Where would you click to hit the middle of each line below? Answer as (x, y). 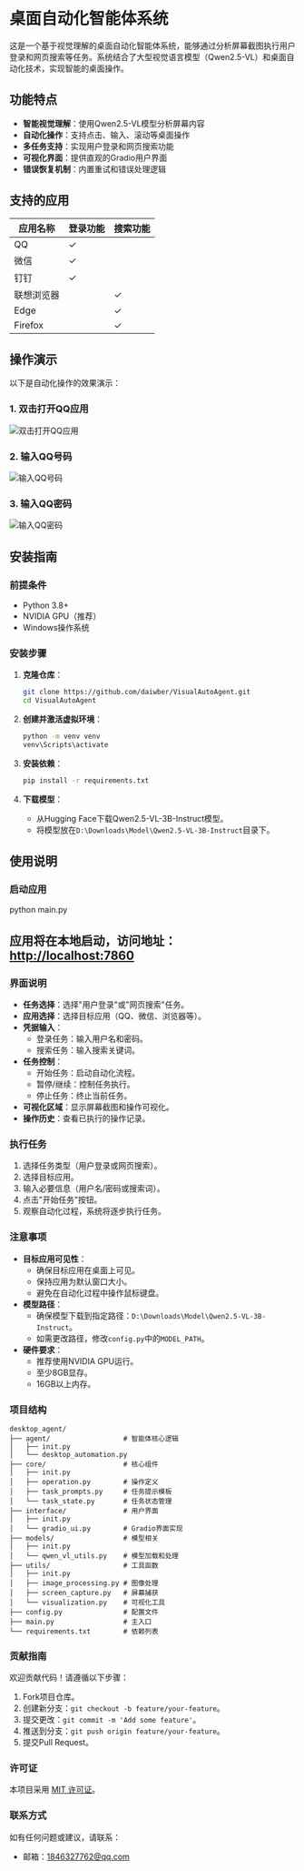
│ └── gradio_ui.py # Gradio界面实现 (96, 1528)
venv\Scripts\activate (65, 744)
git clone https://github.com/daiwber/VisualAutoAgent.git (137, 693)
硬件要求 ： (43, 1350)
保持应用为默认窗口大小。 (84, 1281)
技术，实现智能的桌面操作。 (77, 68)
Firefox (29, 325)
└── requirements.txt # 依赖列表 (84, 1631)
